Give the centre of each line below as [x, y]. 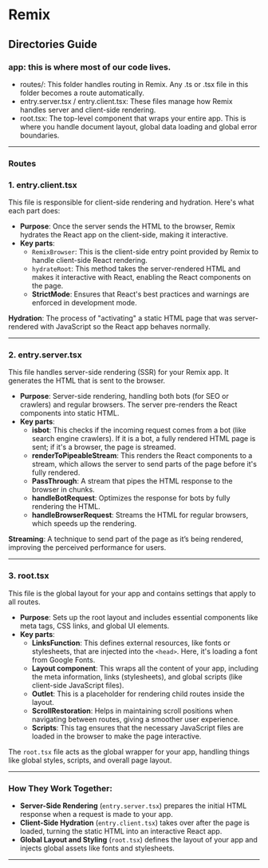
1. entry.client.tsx [43, 185]
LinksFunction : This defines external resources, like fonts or [131, 643]
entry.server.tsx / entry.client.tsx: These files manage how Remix [126, 101]
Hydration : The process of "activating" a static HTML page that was [120, 318]
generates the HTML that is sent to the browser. [87, 380]
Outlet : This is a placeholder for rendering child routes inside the [138, 694]
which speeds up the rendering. [84, 524]
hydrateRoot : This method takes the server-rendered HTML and [136, 269]
